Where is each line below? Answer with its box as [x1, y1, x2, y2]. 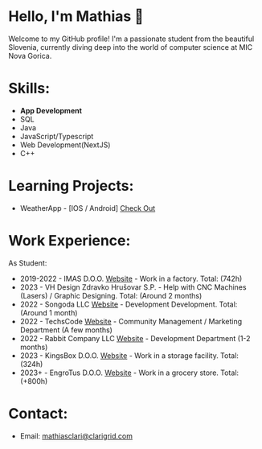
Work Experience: [8, 232, 131, 249]
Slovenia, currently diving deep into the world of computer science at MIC [8, 42, 253, 51]
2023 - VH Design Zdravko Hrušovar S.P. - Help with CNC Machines [19, 282, 247, 292]
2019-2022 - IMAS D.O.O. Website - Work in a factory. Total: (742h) [19, 274, 243, 283]
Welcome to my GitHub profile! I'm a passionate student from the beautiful [8, 34, 255, 43]
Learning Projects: [8, 177, 134, 196]
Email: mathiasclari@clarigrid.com [19, 430, 133, 441]
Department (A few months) [19, 325, 113, 335]
